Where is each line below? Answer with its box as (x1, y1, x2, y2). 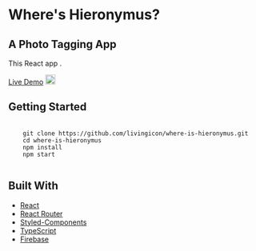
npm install (22, 143, 62, 151)
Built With (8, 179, 58, 193)
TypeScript (19, 225, 57, 235)
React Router (19, 209, 63, 218)
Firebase (19, 234, 50, 244)
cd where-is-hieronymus (22, 136, 102, 145)
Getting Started (8, 100, 87, 114)
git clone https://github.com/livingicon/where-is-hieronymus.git (22, 129, 249, 137)
